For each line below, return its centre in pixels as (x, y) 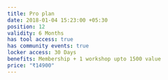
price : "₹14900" (31, 65)
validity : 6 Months (36, 33)
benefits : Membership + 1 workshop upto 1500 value (84, 59)
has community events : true (48, 46)
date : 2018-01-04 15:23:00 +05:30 (58, 20)
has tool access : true (40, 40)
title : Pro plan (31, 14)
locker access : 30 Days (42, 53)
